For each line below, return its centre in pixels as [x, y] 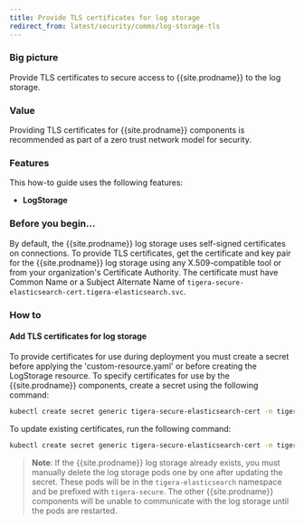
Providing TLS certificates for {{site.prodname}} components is [127, 130]
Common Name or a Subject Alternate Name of [97, 282]
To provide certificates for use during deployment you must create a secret [149, 356]
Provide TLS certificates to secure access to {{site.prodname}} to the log [145, 77]
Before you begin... [52, 224]
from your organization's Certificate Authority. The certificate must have [144, 272]
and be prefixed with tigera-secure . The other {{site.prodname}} [152, 491]
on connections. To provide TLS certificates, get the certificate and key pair [150, 253]
